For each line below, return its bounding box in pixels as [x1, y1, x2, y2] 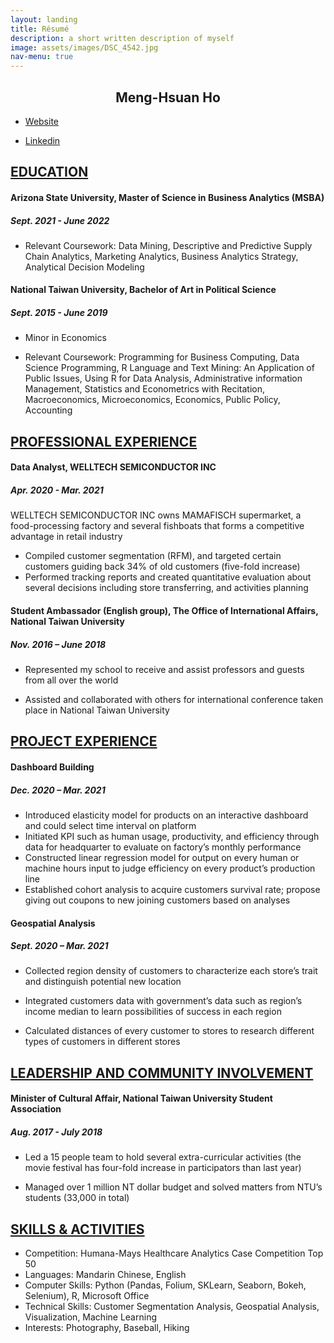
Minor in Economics [24, 332, 107, 344]
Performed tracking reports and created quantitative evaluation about [24, 571, 312, 583]
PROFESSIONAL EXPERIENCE [10, 433, 198, 450]
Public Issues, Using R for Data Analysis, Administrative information [24, 372, 303, 385]
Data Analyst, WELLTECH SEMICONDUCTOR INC [10, 461, 217, 473]
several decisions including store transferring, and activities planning [24, 582, 309, 594]
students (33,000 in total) [24, 1192, 130, 1204]
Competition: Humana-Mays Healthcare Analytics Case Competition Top [24, 1247, 324, 1260]
